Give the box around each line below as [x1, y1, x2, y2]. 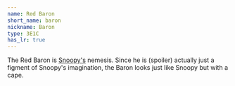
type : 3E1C [7, 30, 39, 37]
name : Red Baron [7, 10, 55, 18]
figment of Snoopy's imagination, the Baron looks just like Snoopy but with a [7, 63, 229, 72]
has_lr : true [7, 37, 46, 44]
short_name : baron [7, 17, 61, 24]
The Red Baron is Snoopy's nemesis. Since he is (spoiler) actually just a [7, 56, 215, 64]
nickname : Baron [7, 23, 55, 30]
